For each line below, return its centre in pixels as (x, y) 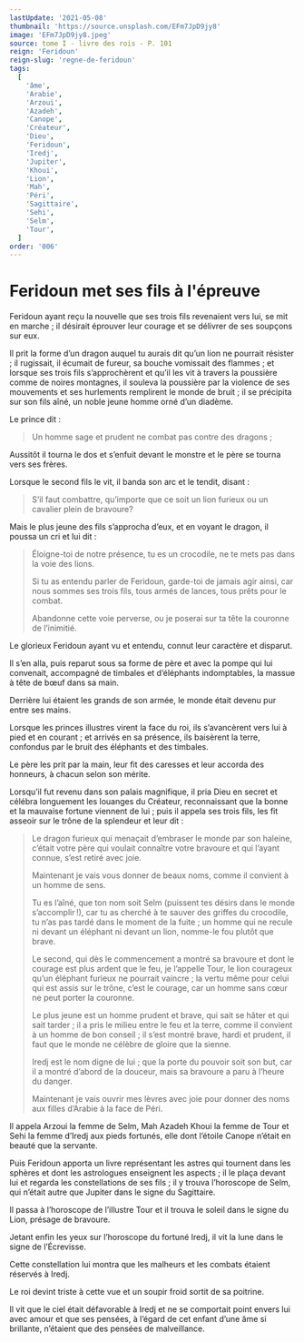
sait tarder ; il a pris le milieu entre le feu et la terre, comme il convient (162, 1025)
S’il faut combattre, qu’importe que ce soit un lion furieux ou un (150, 500)
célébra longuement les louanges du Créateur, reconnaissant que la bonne (149, 802)
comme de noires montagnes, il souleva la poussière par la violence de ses (150, 382)
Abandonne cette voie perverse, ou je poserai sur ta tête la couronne (160, 619)
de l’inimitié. (54, 628)
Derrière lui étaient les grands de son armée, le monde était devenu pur (143, 701)
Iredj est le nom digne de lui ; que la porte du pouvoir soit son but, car (162, 1062)
